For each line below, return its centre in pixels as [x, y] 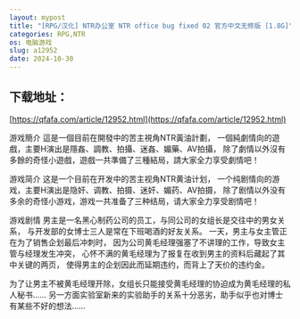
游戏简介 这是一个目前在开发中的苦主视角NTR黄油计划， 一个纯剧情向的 [141, 178]
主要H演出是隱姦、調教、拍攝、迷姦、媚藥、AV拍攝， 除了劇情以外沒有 [155, 149]
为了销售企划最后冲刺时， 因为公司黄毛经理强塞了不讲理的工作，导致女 [147, 242]
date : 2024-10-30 [42, 59]
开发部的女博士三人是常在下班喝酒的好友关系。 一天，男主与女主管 [157, 231]
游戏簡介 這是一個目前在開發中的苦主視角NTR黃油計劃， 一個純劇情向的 [141, 137]
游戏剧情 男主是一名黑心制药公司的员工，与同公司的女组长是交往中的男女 [143, 220]
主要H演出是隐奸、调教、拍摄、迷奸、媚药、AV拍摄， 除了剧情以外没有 [155, 190]
